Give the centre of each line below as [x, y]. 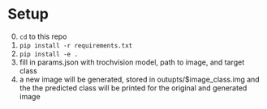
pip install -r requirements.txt [76, 45]
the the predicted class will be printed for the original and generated [133, 88]
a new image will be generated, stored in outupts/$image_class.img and [140, 79]
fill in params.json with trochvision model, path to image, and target [132, 62]
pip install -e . [49, 54]
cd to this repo [43, 36]
